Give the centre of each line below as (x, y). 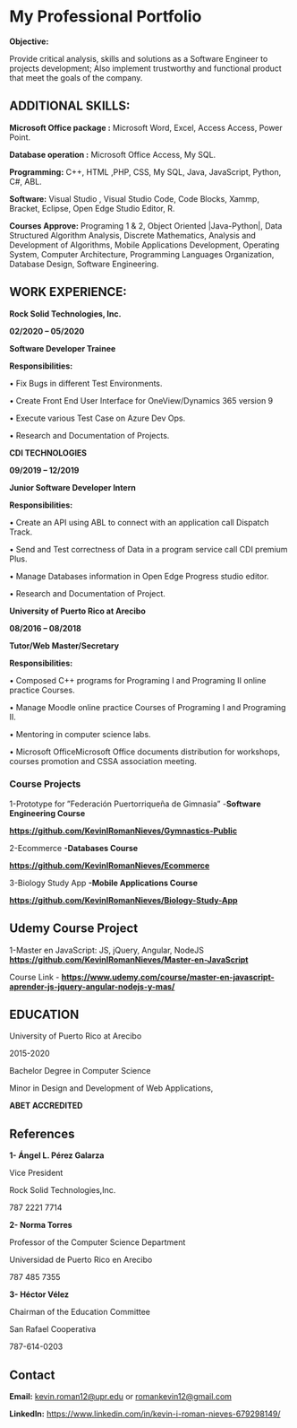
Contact (32, 1375)
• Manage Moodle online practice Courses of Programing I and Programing (148, 707)
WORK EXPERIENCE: (68, 292)
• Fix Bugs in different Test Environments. (86, 383)
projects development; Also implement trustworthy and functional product (145, 68)
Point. (20, 137)
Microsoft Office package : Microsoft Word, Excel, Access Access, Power (146, 127)
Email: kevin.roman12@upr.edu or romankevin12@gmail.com (121, 1397)
